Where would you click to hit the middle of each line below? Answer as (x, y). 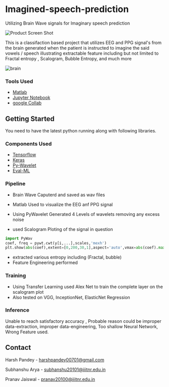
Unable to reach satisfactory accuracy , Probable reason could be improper (83, 321)
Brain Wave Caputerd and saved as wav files (59, 195)
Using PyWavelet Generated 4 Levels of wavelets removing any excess (86, 214)
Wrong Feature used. (27, 332)
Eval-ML (21, 171)
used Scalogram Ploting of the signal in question (63, 229)
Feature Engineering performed (45, 263)
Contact (18, 348)
